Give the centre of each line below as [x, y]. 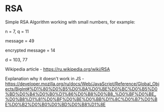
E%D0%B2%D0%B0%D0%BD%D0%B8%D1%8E [55, 104]
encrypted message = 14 [30, 50]
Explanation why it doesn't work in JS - [45, 78]
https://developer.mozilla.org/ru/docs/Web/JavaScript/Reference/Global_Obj [82, 84]
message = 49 [20, 41]
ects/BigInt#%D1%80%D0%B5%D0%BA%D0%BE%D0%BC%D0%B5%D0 [81, 89]
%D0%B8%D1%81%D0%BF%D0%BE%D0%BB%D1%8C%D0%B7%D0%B [81, 99]
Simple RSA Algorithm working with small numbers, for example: [70, 22]
